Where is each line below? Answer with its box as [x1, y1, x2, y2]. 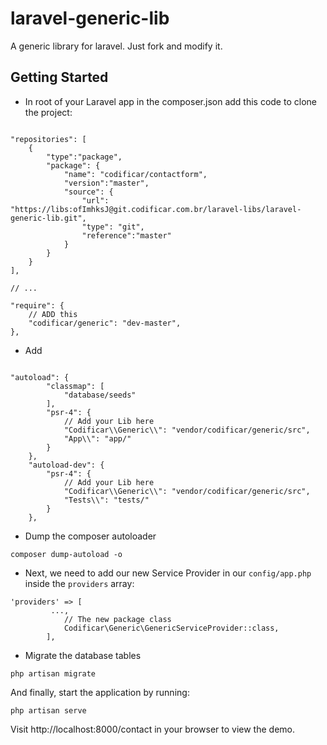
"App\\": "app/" [63, 433, 132, 444]
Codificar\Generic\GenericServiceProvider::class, [63, 623, 280, 633]
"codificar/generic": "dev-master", [28, 318, 182, 328]
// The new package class [63, 614, 172, 624]
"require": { [10, 300, 65, 311]
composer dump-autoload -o [10, 549, 123, 559]
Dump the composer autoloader [24, 530, 157, 542]
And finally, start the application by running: [10, 686, 190, 698]
